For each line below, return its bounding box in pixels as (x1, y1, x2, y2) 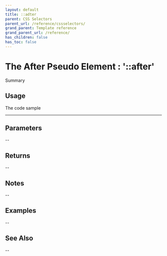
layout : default (5, 7, 39, 12)
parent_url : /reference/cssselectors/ (5, 21, 85, 26)
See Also (5, 234, 33, 243)
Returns (5, 151, 31, 160)
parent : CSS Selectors (5, 16, 52, 21)
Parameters (5, 124, 42, 132)
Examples (5, 206, 36, 215)
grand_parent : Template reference (5, 26, 77, 31)
